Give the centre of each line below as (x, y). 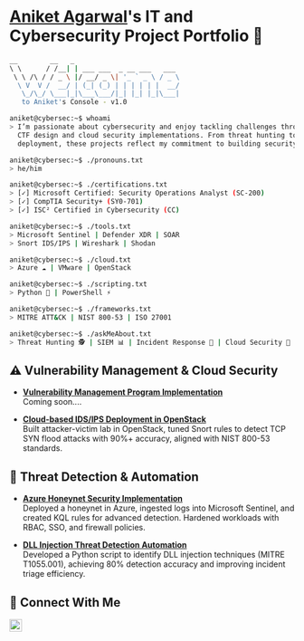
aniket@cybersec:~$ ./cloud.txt (70, 260)
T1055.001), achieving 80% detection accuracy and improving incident (154, 564)
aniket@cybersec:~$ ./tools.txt (70, 226)
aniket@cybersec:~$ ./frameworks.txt (81, 310)
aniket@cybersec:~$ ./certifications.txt (89, 185)
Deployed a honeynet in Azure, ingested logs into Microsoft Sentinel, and (158, 508)
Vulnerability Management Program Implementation (123, 392)
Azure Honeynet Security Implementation (103, 499)
